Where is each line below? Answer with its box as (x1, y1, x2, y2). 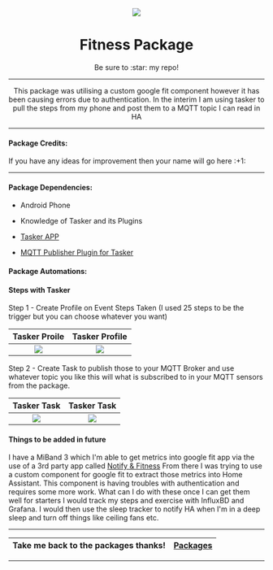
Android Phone (19, 200, 71, 211)
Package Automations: (8, 266, 88, 276)
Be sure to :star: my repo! (93, 62, 180, 72)
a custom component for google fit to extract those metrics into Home (8, 470, 243, 480)
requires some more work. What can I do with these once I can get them (8, 487, 250, 497)
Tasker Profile (71, 331, 128, 342)
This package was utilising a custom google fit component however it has (13, 85, 260, 95)
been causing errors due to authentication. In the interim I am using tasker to (8, 94, 265, 104)
